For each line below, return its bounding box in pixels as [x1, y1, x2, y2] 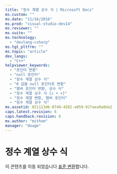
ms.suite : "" [5, 30, 32, 35]
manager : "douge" [5, 123, 41, 128]
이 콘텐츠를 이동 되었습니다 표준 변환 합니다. [5, 164, 89, 170]
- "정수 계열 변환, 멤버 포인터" [9, 95, 68, 100]
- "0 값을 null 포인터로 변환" [9, 81, 66, 86]
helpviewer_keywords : [5, 63, 50, 68]
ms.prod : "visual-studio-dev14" [5, 21, 72, 26]
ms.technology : [5, 35, 37, 40]
